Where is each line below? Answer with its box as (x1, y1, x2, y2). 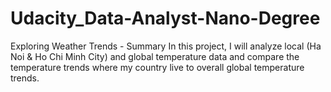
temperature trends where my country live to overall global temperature (10, 61, 305, 73)
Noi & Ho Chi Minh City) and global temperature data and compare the (10, 50, 300, 62)
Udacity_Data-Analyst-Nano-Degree (10, 7, 321, 30)
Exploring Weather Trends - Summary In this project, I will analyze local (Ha (10, 40, 322, 52)
